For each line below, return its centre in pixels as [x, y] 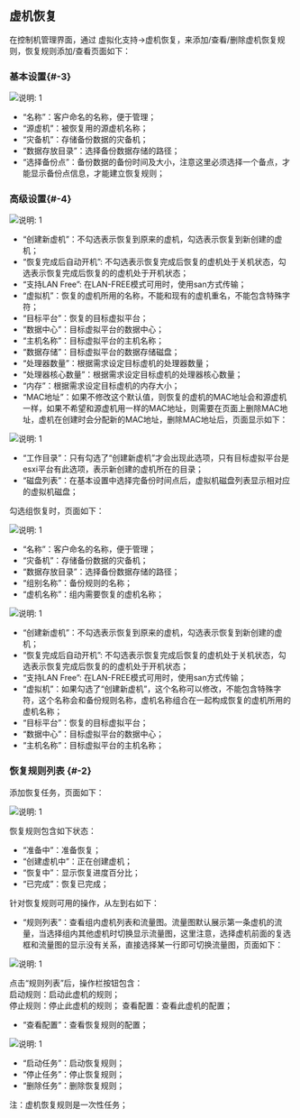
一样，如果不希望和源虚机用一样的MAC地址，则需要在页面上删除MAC [151, 408]
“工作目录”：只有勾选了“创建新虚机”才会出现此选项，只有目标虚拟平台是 [156, 458]
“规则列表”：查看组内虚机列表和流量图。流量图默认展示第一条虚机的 [148, 921]
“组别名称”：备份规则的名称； [77, 583]
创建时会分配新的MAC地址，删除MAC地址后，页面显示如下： [175, 420]
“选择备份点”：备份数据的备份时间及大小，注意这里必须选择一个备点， [152, 162]
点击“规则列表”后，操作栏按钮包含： [76, 983]
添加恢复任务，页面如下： [57, 793]
